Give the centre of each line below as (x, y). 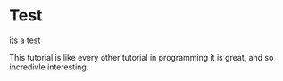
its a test (25, 40)
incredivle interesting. (49, 67)
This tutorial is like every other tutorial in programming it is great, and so (141, 57)
